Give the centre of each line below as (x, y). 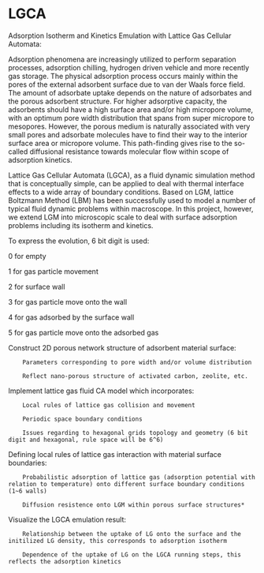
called (18, 152)
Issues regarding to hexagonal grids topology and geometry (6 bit (135, 433)
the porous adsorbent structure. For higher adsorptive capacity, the (117, 101)
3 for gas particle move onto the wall (68, 301)
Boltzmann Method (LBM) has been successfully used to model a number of (132, 200)
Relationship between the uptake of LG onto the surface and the (132, 534)
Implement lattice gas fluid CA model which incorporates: (101, 391)
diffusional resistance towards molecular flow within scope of (129, 152)
